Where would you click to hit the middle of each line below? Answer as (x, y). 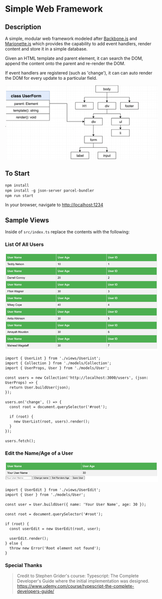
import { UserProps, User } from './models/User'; (57, 368)
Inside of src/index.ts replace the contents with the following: (67, 232)
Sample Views (27, 220)
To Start (17, 173)
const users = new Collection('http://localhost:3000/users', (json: (77, 378)
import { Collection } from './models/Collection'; (58, 363)
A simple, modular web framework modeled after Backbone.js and (71, 38)
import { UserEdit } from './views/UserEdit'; (53, 490)
